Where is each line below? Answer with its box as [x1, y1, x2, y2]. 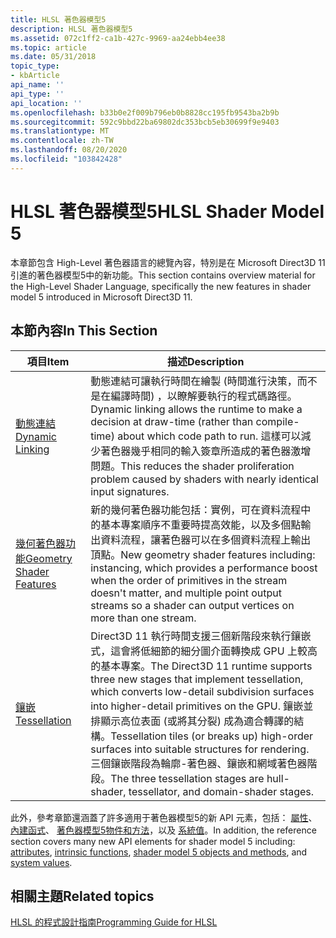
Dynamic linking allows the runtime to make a [90, 402, 303, 416]
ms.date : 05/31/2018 [10, 52, 97, 62]
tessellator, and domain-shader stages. [128, 784, 315, 798]
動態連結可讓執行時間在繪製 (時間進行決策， [90, 374, 298, 388]
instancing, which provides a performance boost [90, 561, 318, 575]
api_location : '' [10, 98, 83, 108]
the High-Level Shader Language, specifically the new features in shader [10, 280, 312, 292]
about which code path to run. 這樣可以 [117, 429, 302, 443]
